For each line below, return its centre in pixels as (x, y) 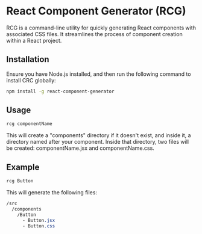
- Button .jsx (39, 220)
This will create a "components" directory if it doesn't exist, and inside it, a (99, 135)
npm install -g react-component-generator (60, 91)
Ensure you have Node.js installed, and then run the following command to (99, 74)
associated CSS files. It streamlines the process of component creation (94, 34)
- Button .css (39, 226)
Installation (28, 59)
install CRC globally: (31, 80)
